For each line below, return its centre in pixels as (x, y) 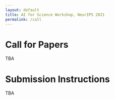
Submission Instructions (57, 79)
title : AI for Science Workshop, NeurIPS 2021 (55, 15)
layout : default (22, 10)
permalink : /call (23, 19)
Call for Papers (37, 44)
